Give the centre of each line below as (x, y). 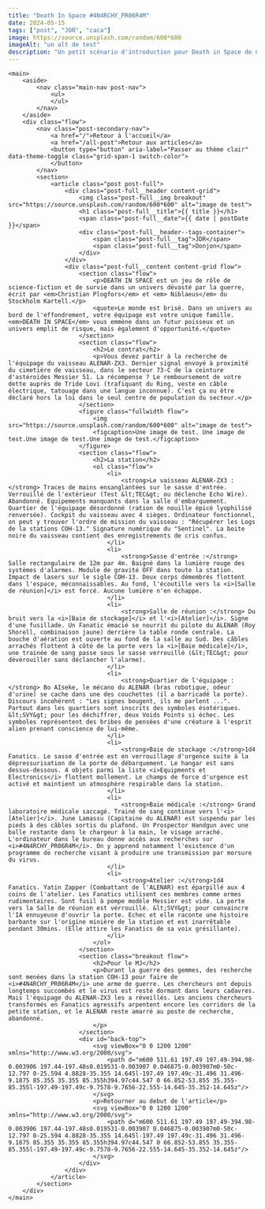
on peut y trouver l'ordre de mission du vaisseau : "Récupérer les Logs (132, 522)
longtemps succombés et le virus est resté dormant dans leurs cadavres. (132, 991)
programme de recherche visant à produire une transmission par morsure (130, 853)
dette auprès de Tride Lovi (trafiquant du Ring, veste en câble (118, 384)
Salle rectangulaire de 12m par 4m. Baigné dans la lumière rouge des (127, 564)
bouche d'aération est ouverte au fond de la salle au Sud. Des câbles (128, 639)
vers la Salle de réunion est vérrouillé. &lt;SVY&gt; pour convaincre (128, 908)
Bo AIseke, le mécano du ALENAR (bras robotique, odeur (137, 687)
